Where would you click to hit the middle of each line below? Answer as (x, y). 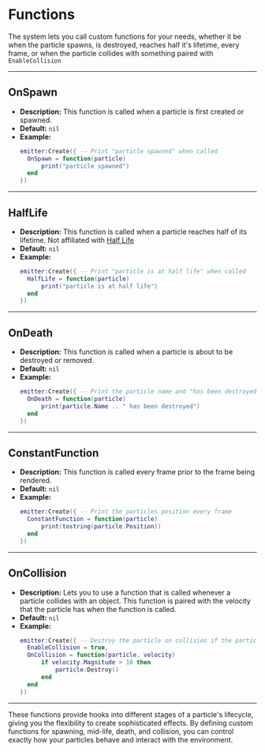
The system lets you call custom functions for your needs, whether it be (125, 36)
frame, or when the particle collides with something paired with (111, 53)
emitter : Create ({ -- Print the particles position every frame (126, 512)
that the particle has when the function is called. (98, 609)
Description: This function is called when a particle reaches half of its (133, 232)
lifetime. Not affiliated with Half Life (77, 240)
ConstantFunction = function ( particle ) (93, 520)
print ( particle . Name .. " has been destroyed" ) (120, 406)
